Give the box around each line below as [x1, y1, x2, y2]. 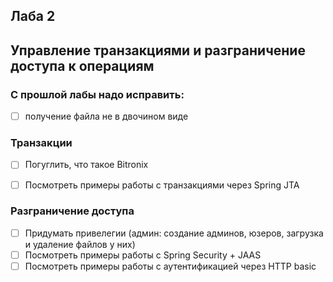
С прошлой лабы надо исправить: [10, 87, 185, 101]
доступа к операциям [10, 57, 155, 74]
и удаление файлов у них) [24, 238, 136, 250]
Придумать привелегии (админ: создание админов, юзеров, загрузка [24, 227, 324, 239]
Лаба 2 [10, 8, 56, 25]
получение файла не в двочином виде [24, 110, 189, 123]
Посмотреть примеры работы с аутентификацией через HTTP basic [24, 260, 317, 272]
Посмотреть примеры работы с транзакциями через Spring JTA [24, 179, 300, 191]
